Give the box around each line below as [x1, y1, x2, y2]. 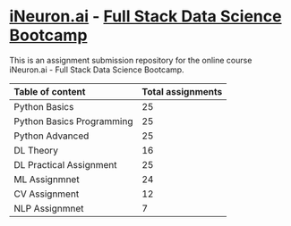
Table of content [13, 85, 86, 97]
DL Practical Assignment [13, 158, 117, 171]
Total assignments [141, 85, 223, 97]
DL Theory [13, 144, 58, 156]
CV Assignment [13, 188, 80, 200]
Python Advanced [13, 130, 90, 142]
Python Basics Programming [13, 114, 133, 127]
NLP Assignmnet [13, 202, 84, 214]
